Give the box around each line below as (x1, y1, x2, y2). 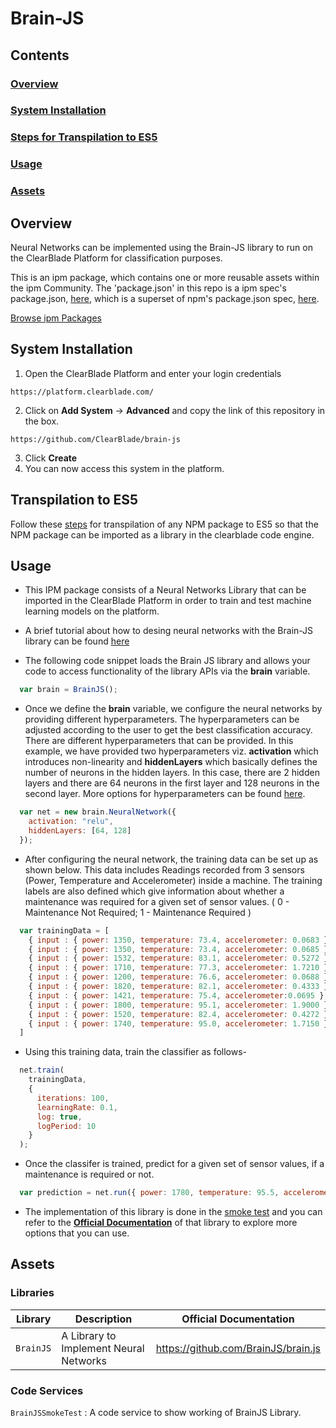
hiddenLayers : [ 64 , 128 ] (28, 826, 132, 836)
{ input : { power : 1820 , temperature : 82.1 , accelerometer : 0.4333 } (28, 982, 329, 992)
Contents (10, 47, 70, 64)
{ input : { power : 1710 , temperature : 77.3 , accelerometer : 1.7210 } (28, 963, 329, 973)
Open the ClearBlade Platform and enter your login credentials (24, 367, 282, 379)
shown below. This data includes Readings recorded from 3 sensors (24, 863, 305, 876)
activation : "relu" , (28, 817, 114, 827)
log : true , (36, 1112, 83, 1122)
